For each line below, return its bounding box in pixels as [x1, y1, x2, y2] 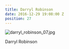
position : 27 [5, 16, 32, 21]
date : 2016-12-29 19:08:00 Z [5, 12, 64, 16]
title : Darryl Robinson [5, 7, 53, 12]
